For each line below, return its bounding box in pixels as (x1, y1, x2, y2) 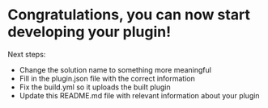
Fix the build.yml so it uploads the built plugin (19, 82, 171, 92)
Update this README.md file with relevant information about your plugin (19, 90, 260, 100)
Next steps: (7, 49, 46, 59)
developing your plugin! (7, 23, 172, 41)
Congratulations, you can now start (7, 6, 250, 24)
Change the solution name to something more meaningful (19, 64, 212, 74)
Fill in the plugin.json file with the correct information (19, 73, 195, 83)
